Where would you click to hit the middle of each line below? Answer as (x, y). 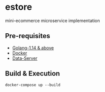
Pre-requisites (28, 36)
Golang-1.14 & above (33, 47)
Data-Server (25, 58)
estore (18, 7)
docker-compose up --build (33, 85)
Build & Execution (33, 74)
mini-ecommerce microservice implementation (52, 21)
